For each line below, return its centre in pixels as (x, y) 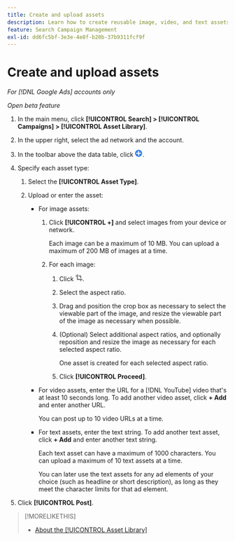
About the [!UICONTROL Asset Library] (91, 530)
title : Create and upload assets (56, 15)
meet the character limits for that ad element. (103, 489)
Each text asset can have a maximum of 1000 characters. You (127, 453)
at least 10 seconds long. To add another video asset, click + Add (133, 398)
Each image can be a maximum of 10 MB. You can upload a (134, 244)
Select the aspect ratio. (93, 293)
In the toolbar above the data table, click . (81, 155)
